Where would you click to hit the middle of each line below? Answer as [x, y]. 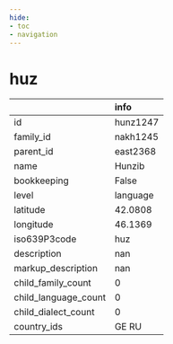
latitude [30, 210]
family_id [32, 137]
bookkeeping [41, 181]
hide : [19, 18]
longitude [34, 225]
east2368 [135, 152]
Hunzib [130, 166]
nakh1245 [137, 137]
